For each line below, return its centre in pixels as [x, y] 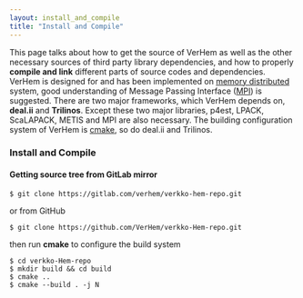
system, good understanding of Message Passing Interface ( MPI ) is [136, 91]
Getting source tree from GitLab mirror [83, 174]
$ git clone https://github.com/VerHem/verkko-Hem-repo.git [126, 227]
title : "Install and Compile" [67, 26]
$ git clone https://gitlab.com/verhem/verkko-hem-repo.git [126, 194]
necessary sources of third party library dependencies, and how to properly [151, 62]
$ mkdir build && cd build [61, 269]
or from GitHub [38, 211]
